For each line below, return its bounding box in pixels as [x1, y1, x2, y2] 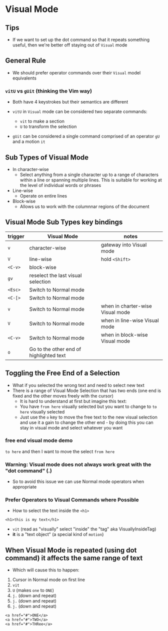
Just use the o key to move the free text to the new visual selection [19, 414, 157, 420]
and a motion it [12, 138, 45, 144]
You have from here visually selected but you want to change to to [19, 403, 157, 409]
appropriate [12, 484, 37, 490]
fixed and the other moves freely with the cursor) [12, 392, 114, 398]
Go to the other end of [29, 345, 81, 352]
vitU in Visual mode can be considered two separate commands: [12, 108, 147, 114]
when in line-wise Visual [100, 316, 159, 323]
